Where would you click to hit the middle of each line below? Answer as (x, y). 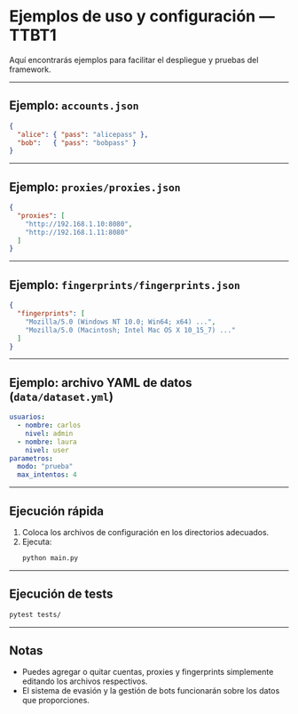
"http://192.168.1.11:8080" (77, 232)
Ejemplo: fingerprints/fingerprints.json (125, 285)
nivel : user (47, 450)
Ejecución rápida (57, 511)
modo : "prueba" (45, 467)
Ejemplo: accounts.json (74, 105)
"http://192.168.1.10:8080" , (79, 224)
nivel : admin (49, 433)
